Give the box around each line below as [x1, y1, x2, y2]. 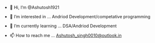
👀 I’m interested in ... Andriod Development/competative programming [9, 14, 151, 19]
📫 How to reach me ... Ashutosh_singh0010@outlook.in [9, 32, 122, 38]
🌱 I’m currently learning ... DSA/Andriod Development [9, 23, 117, 29]
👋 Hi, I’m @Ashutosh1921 [9, 5, 59, 10]
